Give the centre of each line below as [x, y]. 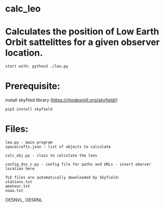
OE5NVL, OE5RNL [24, 200]
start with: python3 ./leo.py [37, 66]
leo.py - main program [29, 142]
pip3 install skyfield [29, 109]
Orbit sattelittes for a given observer [82, 42]
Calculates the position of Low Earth [82, 32]
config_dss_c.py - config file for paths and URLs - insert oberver [78, 164]
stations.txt [19, 182]
